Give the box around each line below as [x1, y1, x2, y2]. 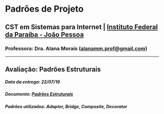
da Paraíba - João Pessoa [5, 30, 84, 38]
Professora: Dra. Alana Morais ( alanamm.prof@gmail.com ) [5, 45, 147, 52]
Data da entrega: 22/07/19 [5, 79, 60, 85]
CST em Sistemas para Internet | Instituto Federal [5, 23, 158, 31]
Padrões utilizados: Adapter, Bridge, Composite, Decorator [5, 103, 127, 109]
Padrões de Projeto [5, 3, 84, 15]
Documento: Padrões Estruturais [5, 91, 73, 97]
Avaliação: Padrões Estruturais [5, 65, 101, 74]
